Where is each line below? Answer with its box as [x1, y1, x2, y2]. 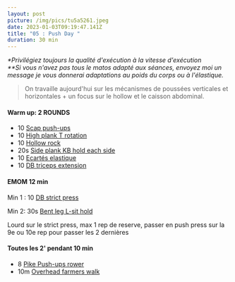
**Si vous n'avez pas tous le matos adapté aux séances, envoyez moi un [7, 63, 222, 72]
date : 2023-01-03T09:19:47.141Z [7, 23, 102, 30]
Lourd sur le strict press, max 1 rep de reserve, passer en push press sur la [7, 220, 225, 229]
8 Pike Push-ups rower [17, 259, 85, 268]
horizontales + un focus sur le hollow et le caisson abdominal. [24, 92, 205, 101]
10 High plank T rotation [17, 131, 88, 140]
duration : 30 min [7, 37, 59, 44]
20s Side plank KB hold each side [17, 146, 116, 155]
